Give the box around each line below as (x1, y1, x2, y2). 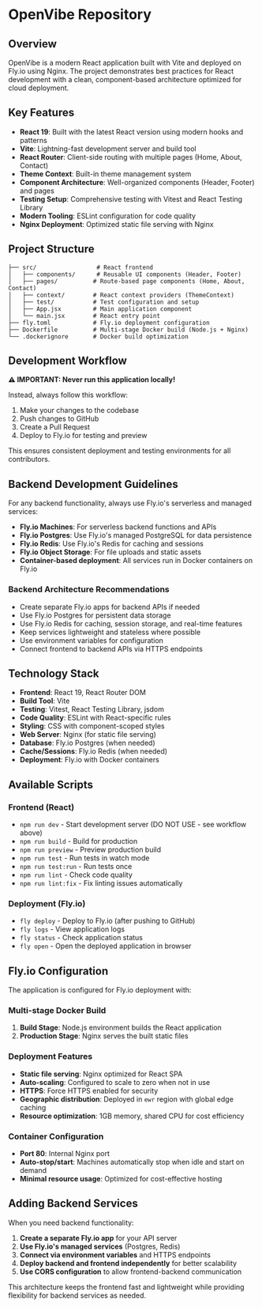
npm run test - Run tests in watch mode (19, 853, 150, 863)
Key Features (8, 106, 75, 119)
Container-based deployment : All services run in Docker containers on (19, 556, 253, 565)
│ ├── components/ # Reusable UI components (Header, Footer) (8, 270, 242, 278)
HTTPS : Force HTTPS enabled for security (19, 1086, 159, 1095)
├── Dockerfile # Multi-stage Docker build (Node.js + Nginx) (8, 326, 249, 334)
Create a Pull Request (19, 422, 91, 432)
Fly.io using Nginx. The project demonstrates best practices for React (8, 66, 234, 76)
